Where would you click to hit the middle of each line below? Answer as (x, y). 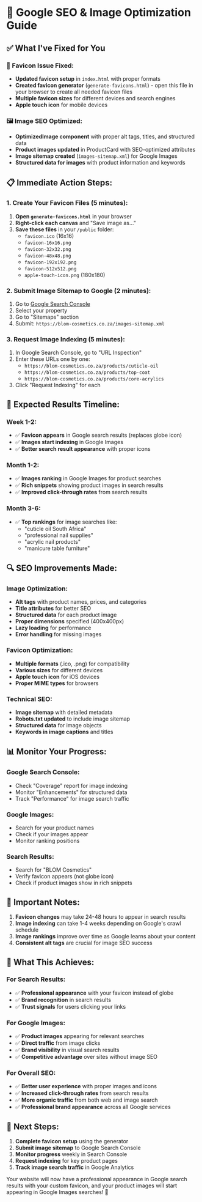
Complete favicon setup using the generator (72, 1141)
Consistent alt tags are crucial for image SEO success (84, 943)
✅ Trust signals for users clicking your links (70, 1006)
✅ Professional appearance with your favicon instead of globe (94, 993)
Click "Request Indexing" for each (58, 385)
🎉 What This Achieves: (50, 962)
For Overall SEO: (31, 1073)
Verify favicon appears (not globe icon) (64, 877)
